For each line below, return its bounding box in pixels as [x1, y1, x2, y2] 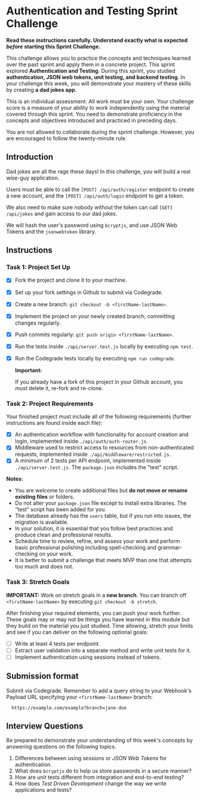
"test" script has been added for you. [14, 506, 106, 513]
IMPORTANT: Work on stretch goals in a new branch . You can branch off [6, 591, 187, 599]
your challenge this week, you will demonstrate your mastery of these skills [6, 79, 191, 87]
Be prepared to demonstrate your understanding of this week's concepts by [6, 737, 193, 744]
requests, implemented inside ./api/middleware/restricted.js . [14, 451, 171, 458]
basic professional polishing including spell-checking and [14, 544, 157, 551]
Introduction [6, 152, 54, 162]
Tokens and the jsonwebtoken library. [6, 228, 97, 235]
